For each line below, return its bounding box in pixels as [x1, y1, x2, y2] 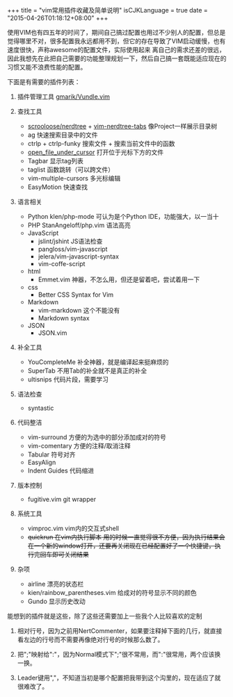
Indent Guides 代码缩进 [27, 466, 95, 475]
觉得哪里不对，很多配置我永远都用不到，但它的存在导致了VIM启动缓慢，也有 [7, 37, 226, 45]
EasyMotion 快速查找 [27, 183, 88, 191]
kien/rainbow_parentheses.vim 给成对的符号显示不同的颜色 [27, 589, 197, 596]
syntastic [27, 404, 54, 412]
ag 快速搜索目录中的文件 [27, 131, 98, 139]
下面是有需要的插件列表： [7, 78, 81, 85]
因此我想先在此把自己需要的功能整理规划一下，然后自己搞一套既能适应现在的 [7, 54, 227, 63]
